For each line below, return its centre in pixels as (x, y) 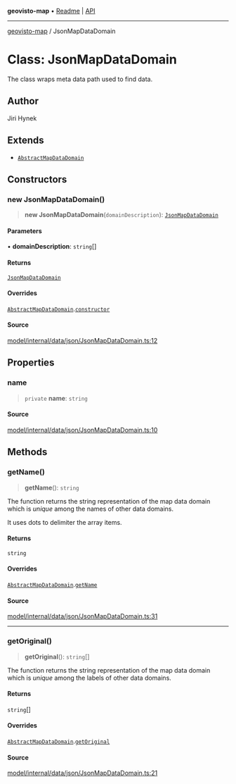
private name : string (56, 398)
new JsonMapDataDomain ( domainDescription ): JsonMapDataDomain (122, 215)
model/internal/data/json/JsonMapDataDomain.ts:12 (83, 341)
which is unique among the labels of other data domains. (90, 678)
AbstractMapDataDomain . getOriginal (59, 741)
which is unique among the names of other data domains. (91, 509)
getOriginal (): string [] (57, 657)
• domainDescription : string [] (52, 247)
